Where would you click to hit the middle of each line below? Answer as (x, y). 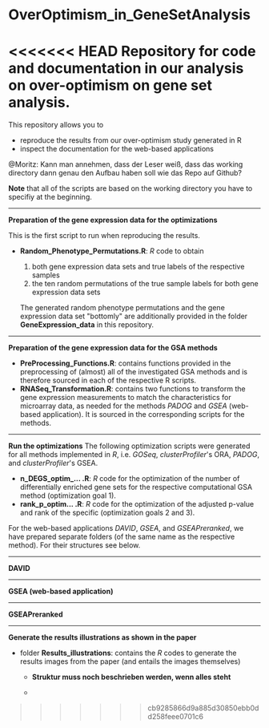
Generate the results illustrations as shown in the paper (102, 637)
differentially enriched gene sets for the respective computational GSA (136, 487)
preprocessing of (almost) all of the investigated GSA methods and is (134, 372)
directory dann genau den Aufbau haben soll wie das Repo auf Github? (125, 173)
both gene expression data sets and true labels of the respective (138, 267)
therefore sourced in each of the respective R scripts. (108, 380)
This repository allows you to (56, 125)
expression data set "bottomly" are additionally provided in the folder (134, 316)
